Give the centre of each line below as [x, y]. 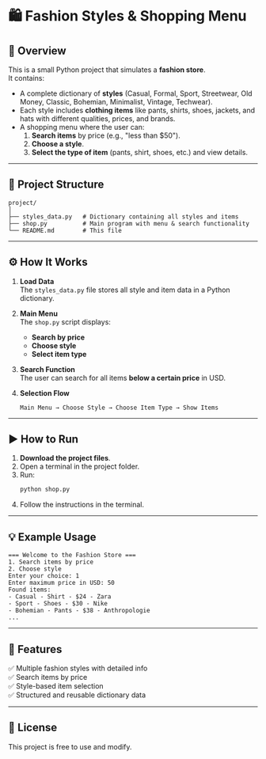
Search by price [58, 337]
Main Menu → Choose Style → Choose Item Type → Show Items [119, 408]
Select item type [59, 354]
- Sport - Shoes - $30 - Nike [58, 604]
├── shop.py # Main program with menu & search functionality [129, 223]
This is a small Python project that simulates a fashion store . [107, 70]
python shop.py [45, 490]
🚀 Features [35, 649]
